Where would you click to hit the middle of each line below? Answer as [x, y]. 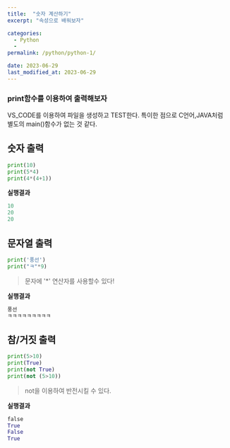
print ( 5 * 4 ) [23, 172]
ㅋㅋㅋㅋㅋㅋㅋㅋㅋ [29, 316]
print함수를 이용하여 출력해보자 [57, 98]
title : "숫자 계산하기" [40, 14]
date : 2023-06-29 [33, 66]
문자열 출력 [30, 243]
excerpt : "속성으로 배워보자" [46, 21]
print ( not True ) [31, 369]
